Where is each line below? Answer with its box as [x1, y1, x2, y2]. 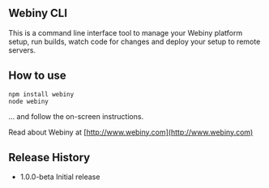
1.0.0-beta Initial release [19, 172, 100, 182]
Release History [8, 151, 91, 164]
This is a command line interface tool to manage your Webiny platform [8, 28, 243, 37]
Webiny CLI [8, 6, 67, 20]
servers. [8, 45, 36, 55]
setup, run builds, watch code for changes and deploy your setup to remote [8, 36, 261, 46]
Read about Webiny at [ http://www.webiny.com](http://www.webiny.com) [8, 127, 254, 137]
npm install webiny [8, 90, 75, 98]
